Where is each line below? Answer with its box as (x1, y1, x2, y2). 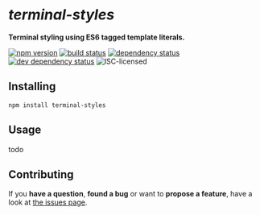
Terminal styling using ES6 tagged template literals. (8, 32, 185, 42)
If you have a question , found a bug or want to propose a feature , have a (8, 189, 253, 199)
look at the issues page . (8, 197, 88, 207)
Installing (8, 80, 56, 93)
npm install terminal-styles (8, 101, 106, 110)
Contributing (8, 167, 74, 181)
